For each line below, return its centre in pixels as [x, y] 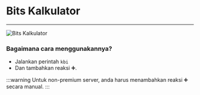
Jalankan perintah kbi [41, 62]
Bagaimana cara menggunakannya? [59, 48]
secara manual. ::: [28, 87]
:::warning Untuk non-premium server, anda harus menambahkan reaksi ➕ [97, 80]
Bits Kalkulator [43, 11]
